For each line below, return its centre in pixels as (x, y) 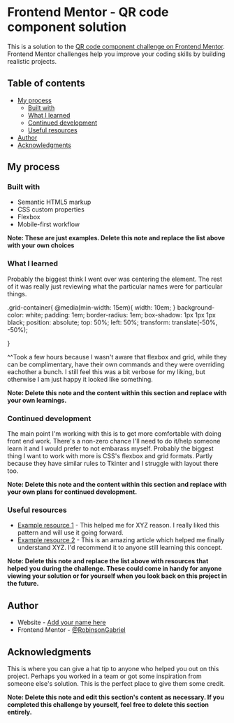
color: (16, 315)
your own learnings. (37, 400)
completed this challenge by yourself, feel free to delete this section (108, 704)
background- (196, 307)
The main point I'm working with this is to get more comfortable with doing (114, 434)
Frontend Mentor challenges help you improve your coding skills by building (116, 54)
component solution (67, 27)
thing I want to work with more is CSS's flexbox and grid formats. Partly (110, 456)
